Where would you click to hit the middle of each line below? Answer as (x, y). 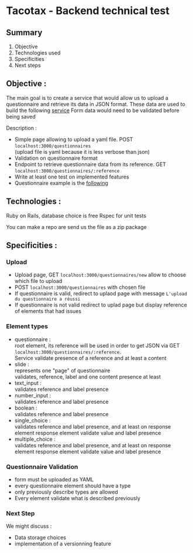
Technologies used (37, 53)
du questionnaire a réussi (47, 299)
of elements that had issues (48, 311)
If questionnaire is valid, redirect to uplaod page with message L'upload (101, 294)
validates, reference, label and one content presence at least (87, 376)
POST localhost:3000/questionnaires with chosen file (80, 287)
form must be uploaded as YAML (54, 479)
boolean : (26, 408)
